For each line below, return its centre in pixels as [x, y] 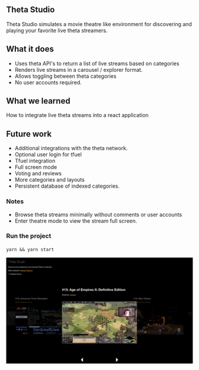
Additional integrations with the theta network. [71, 148]
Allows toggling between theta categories [65, 76]
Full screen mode [36, 167]
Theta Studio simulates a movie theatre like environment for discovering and [99, 24]
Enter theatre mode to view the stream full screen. [76, 221]
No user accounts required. [48, 82]
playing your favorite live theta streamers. [57, 30]
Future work [29, 134]
